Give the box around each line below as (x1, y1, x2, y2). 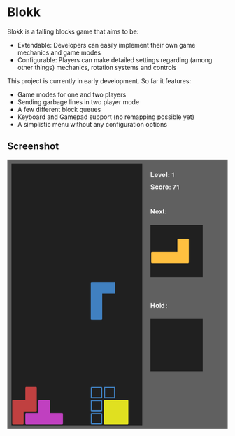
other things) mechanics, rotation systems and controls (17, 63, 177, 71)
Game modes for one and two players (17, 90, 127, 99)
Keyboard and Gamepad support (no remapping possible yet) (17, 113, 194, 121)
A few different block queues (17, 105, 101, 113)
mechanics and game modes (17, 48, 101, 57)
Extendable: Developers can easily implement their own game (17, 41, 196, 49)
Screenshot (7, 141, 59, 153)
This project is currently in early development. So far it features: (7, 76, 191, 85)
